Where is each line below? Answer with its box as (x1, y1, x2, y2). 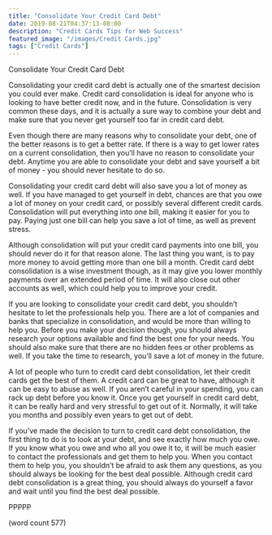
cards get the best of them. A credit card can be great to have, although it (8, 375, 255, 385)
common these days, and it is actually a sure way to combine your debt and (8, 107, 261, 116)
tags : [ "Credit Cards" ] (8, 42, 89, 50)
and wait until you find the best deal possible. (8, 486, 161, 497)
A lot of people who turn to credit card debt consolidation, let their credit (8, 367, 251, 377)
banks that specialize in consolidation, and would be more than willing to (8, 317, 252, 327)
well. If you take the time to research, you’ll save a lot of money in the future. (8, 351, 265, 361)
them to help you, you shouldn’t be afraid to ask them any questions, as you (8, 461, 262, 471)
